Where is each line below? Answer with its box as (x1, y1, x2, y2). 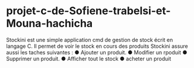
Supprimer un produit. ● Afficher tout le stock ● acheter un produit (6, 55, 171, 62)
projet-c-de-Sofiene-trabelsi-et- (6, 4, 171, 18)
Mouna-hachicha (6, 17, 93, 30)
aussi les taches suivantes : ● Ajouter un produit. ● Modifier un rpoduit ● (6, 48, 188, 56)
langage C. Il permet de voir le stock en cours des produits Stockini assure (6, 43, 189, 50)
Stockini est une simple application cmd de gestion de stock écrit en (6, 36, 173, 43)
